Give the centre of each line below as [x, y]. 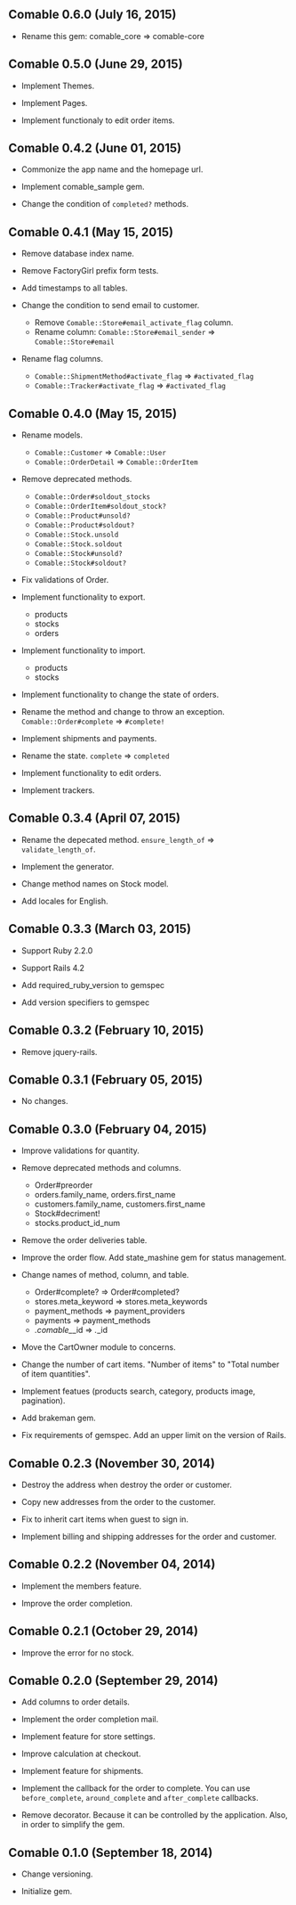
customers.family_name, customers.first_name [120, 1204]
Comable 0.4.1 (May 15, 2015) [91, 232]
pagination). [43, 1401]
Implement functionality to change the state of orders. [120, 695]
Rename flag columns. [62, 359]
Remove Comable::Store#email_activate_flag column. [134, 323]
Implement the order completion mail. [90, 1720]
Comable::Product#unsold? [82, 516]
